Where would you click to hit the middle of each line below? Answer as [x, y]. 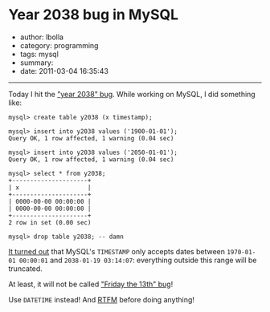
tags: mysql [39, 54]
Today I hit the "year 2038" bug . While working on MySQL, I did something [132, 94]
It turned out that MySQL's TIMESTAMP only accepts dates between [117, 251]
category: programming [59, 45]
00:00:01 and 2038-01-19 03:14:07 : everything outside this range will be [138, 260]
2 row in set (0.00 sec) [50, 222]
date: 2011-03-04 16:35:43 [64, 71]
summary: [37, 63]
